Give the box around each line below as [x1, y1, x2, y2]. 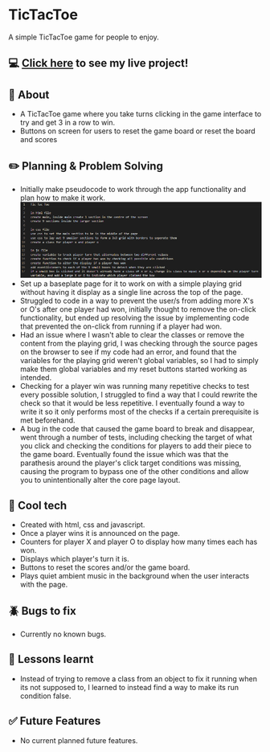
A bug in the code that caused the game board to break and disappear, [19, 424, 256, 434]
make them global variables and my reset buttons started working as [19, 364, 247, 374]
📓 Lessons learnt [8, 652, 94, 666]
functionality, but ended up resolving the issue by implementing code [19, 313, 250, 323]
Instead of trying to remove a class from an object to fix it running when [19, 673, 257, 684]
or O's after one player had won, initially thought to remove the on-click [19, 304, 256, 314]
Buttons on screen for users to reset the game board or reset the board [19, 126, 256, 136]
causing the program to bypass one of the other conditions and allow [19, 467, 249, 476]
